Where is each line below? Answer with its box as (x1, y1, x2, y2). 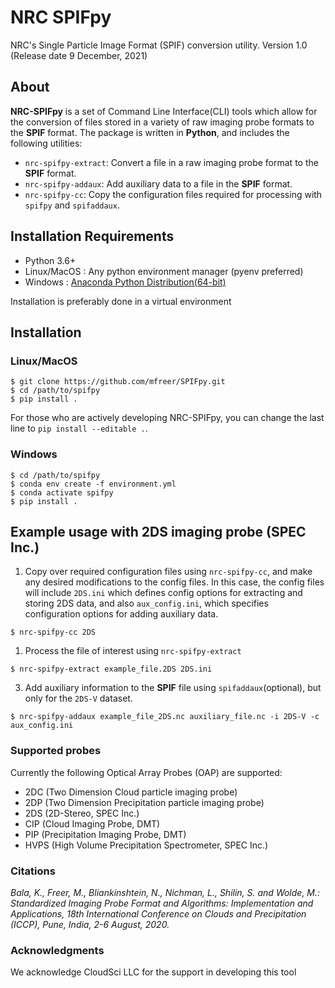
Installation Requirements (10, 228, 175, 245)
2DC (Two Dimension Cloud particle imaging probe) (24, 786, 238, 798)
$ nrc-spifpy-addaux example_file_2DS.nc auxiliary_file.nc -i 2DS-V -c (10, 712, 320, 722)
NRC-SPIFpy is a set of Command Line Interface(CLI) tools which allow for (10, 105, 318, 117)
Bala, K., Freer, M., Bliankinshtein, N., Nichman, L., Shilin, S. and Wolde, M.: (10, 886, 321, 898)
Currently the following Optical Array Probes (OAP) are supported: (10, 766, 283, 778)
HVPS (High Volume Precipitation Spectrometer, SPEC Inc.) (24, 839, 269, 851)
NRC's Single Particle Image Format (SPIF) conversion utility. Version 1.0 (10, 39, 308, 51)
